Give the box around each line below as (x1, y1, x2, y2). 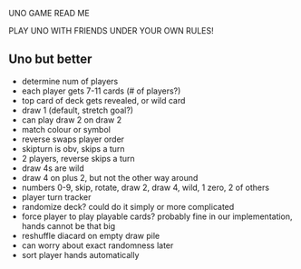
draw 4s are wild (21, 163, 85, 174)
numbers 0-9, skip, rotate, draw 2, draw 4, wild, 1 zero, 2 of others (21, 182, 269, 193)
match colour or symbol (21, 124, 111, 134)
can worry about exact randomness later (21, 240, 174, 251)
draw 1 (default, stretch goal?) (21, 105, 133, 115)
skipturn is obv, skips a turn (21, 143, 125, 154)
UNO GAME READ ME (8, 8, 90, 18)
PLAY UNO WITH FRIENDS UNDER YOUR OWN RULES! (8, 25, 214, 35)
